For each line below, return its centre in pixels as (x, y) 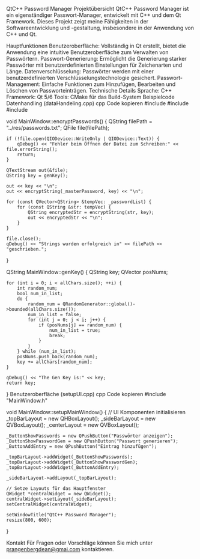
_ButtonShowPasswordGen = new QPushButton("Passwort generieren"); (92, 441)
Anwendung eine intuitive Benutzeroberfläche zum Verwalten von (88, 52)
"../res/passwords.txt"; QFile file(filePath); (58, 128)
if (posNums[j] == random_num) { (80, 325)
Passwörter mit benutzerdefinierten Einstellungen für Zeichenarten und (94, 65)
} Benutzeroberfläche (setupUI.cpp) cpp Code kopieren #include (86, 394)
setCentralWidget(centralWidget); (50, 504)
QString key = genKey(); (37, 176)
